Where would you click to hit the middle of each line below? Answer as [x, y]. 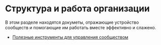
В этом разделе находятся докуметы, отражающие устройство [72, 22]
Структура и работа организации [78, 9]
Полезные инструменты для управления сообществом [70, 37]
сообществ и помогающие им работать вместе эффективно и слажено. [81, 27]
